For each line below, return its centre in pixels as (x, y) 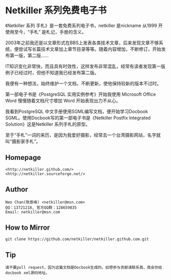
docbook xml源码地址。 (27, 273)
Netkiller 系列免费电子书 (56, 10)
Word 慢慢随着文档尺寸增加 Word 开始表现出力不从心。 (63, 100)
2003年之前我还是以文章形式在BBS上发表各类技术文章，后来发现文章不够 (82, 43)
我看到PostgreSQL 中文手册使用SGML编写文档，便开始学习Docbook (77, 111)
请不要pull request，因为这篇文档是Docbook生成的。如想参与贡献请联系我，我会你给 (84, 268)
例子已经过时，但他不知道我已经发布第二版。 (52, 72)
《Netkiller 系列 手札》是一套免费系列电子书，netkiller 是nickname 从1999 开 (84, 25)
